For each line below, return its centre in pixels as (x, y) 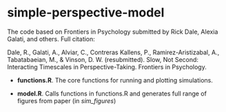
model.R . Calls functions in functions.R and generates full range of (112, 93)
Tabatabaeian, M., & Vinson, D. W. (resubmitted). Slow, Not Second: (103, 59)
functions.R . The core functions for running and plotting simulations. (115, 80)
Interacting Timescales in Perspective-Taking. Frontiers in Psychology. (107, 67)
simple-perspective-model (86, 13)
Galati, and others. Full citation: (51, 38)
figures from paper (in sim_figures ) (66, 100)
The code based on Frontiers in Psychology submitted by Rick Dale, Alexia (113, 32)
